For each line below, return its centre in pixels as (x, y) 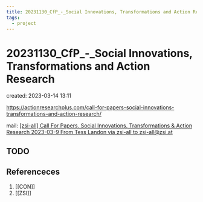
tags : (13, 18)
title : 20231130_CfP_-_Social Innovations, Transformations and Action (98, 12)
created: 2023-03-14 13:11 (39, 96)
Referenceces (33, 172)
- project (24, 23)
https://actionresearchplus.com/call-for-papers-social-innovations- (90, 107)
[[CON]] (25, 186)
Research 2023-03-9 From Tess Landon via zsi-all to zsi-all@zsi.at (90, 132)
